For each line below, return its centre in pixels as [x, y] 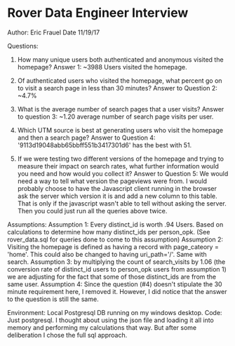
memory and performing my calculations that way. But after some [102, 327]
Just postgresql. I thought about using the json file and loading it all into [110, 320]
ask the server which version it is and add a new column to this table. [117, 196]
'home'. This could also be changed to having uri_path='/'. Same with [107, 254]
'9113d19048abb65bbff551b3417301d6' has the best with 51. [105, 145]
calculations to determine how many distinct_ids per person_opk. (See [109, 232]
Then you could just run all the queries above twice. [92, 211]
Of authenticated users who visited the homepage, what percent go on [120, 80]
